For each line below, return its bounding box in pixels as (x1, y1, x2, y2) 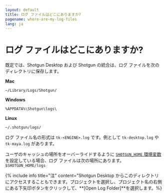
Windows (5, 97, 25, 103)
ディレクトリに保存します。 (5, 68, 61, 74)
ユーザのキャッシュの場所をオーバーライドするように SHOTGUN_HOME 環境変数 (5, 151, 161, 157)
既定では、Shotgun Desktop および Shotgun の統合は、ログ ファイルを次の (5, 62, 159, 68)
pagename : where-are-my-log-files (5, 17, 77, 22)
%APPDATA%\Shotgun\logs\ (5, 106, 57, 112)
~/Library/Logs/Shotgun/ (5, 88, 57, 93)
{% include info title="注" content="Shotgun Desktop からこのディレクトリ (5, 172, 159, 178)
